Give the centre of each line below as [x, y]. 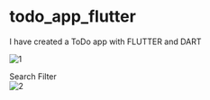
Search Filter [33, 76]
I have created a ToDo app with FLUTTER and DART [105, 41]
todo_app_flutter [73, 17]
